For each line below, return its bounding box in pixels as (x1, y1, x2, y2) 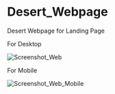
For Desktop (7, 40, 42, 48)
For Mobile (7, 66, 38, 74)
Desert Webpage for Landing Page (7, 27, 105, 35)
